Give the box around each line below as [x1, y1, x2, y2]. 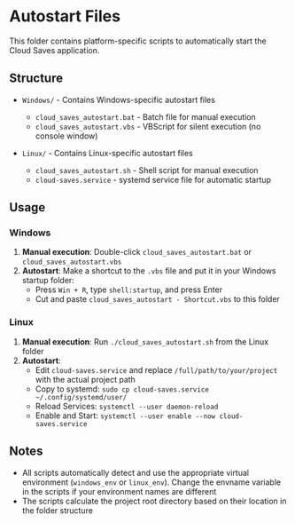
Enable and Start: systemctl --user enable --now [35, 410, 215, 421]
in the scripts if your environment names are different [21, 486, 217, 496]
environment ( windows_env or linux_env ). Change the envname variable [21, 477, 282, 487]
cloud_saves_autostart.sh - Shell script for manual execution [35, 164, 259, 175]
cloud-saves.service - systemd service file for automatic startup [35, 174, 272, 185]
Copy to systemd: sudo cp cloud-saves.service [35, 384, 210, 394]
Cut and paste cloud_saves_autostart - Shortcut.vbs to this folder [35, 294, 281, 305]
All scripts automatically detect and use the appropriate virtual [21, 467, 250, 478]
